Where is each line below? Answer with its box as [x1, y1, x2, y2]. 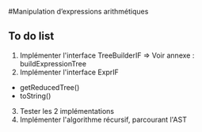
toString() [19, 91, 51, 100]
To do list [8, 29, 55, 43]
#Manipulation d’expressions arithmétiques [8, 7, 149, 16]
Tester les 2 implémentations [19, 106, 115, 115]
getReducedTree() [19, 82, 80, 92]
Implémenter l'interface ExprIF [19, 67, 119, 77]
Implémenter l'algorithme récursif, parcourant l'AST [19, 115, 188, 124]
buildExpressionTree [19, 58, 87, 68]
